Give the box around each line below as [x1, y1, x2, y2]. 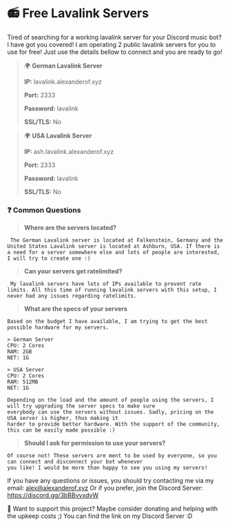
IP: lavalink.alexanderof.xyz [23, 77, 102, 86]
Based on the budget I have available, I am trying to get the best [7, 318, 208, 325]
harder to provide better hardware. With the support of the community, [7, 421, 220, 428]
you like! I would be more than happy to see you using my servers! [7, 464, 208, 472]
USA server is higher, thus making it [7, 415, 118, 422]
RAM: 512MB [7, 379, 39, 385]
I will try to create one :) [7, 255, 91, 262]
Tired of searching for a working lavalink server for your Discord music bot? [7, 32, 222, 41]
